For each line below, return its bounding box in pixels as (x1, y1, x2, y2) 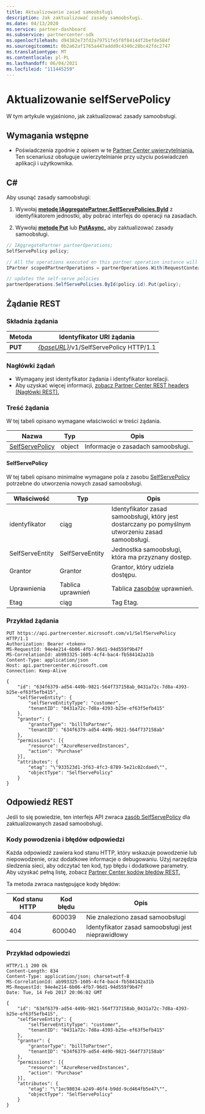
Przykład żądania (6, 616, 59, 625)
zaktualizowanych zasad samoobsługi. (6, 819, 103, 827)
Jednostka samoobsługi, (111, 545, 182, 553)
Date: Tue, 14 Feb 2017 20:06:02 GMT (6, 990, 103, 996)
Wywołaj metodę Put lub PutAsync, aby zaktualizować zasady (15, 224, 174, 231)
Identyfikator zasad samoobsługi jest (86, 923, 192, 931)
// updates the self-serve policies (6, 276, 99, 282)
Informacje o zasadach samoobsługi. (84, 442, 190, 451)
